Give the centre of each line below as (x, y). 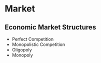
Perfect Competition (32, 39)
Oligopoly (22, 50)
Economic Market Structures (50, 27)
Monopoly (22, 55)
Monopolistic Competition (38, 44)
